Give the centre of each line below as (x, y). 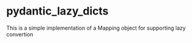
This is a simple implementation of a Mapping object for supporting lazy (96, 28)
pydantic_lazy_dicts (57, 11)
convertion (20, 34)
